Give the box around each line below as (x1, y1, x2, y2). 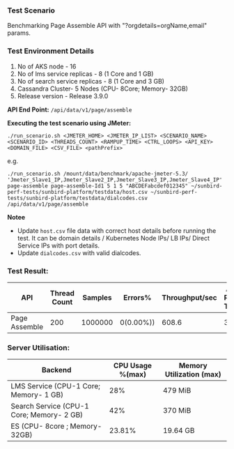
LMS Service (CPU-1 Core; (10, 381, 101, 391)
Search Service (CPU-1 (10, 402, 89, 411)
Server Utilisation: (7, 342, 70, 352)
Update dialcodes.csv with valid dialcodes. (17, 248, 141, 257)
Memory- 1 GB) (10, 390, 64, 399)
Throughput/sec (162, 292, 217, 302)
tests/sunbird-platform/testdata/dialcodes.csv (7, 195, 148, 201)
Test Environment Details (7, 46, 94, 56)
